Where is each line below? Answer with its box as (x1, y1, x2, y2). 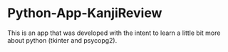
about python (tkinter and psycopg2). (7, 36, 118, 44)
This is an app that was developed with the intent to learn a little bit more (7, 28, 221, 37)
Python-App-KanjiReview (7, 5, 162, 21)
